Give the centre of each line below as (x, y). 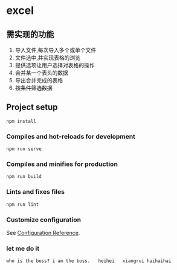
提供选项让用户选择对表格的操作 (55, 65)
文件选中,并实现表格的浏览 (47, 58)
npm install (21, 121)
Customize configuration (44, 220)
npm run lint (23, 204)
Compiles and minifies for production (62, 164)
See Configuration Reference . (43, 233)
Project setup (32, 107)
